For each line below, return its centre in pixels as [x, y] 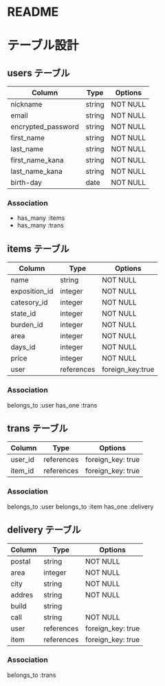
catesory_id [29, 302]
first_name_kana [37, 160]
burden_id [27, 325]
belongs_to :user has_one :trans [52, 405]
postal [21, 561]
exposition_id [32, 291]
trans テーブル [37, 428]
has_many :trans [40, 225]
